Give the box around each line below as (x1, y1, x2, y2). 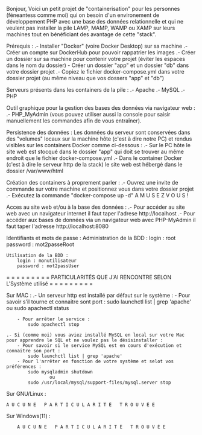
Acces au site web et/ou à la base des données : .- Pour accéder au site (6, 203, 185, 211)
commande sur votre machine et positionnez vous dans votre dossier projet (6, 185, 194, 192)
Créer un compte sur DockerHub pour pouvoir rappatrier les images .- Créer (6, 49, 196, 56)
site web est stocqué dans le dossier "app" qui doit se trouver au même (6, 148, 184, 155)
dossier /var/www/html (6, 167, 63, 174)
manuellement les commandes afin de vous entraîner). (6, 117, 142, 124)
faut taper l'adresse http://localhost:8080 (6, 223, 109, 230)
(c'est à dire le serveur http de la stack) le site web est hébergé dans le (6, 161, 183, 168)
